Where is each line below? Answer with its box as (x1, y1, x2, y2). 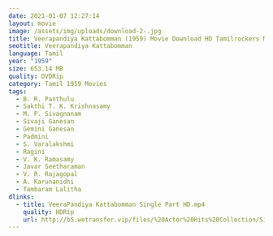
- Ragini (15, 148, 45, 156)
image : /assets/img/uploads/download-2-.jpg (8, 27, 162, 35)
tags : (8, 87, 27, 96)
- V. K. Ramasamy (15, 155, 75, 163)
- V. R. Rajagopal (15, 170, 79, 178)
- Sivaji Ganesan (15, 118, 75, 126)
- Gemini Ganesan (15, 125, 75, 133)
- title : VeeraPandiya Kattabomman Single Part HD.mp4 (15, 200, 206, 208)
